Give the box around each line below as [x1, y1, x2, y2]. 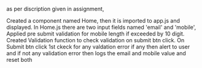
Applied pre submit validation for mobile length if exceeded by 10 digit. [6, 30, 185, 37]
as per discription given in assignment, [6, 6, 104, 12]
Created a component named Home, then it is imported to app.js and [6, 17, 180, 24]
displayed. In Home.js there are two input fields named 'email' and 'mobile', [6, 24, 196, 31]
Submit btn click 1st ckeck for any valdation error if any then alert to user [6, 43, 190, 50]
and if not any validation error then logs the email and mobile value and [6, 50, 186, 57]
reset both [6, 56, 33, 63]
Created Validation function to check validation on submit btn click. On [6, 37, 185, 43]
